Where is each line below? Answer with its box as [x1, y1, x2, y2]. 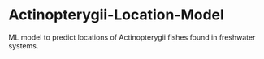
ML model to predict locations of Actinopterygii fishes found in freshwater [8, 32, 256, 42]
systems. [8, 40, 39, 50]
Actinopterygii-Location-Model [8, 6, 225, 24]
